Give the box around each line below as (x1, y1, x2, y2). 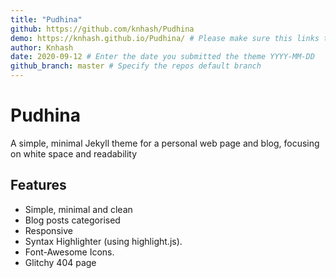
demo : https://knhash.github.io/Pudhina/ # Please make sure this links (10, 33, 320, 43)
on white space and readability (10, 147, 138, 160)
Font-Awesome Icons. (24, 246, 115, 258)
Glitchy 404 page (24, 256, 97, 268)
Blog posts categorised (24, 214, 121, 226)
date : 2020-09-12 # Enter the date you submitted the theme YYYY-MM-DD (10, 52, 315, 62)
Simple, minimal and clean (24, 203, 133, 215)
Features (10, 177, 67, 194)
